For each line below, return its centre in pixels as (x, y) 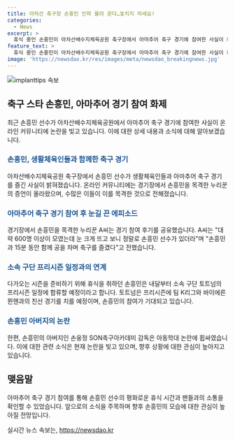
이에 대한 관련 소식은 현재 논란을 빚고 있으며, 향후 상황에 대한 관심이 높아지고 (121, 346)
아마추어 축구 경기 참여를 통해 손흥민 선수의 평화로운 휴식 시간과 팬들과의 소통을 (115, 397)
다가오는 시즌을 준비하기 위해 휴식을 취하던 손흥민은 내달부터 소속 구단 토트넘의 (115, 284)
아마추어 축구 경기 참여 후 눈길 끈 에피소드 (73, 213)
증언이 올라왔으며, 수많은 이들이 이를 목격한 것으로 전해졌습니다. (101, 194)
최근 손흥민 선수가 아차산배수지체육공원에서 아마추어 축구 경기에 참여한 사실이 (113, 122)
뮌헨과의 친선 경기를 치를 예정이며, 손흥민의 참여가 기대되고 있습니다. (100, 301)
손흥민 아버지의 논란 (39, 321)
